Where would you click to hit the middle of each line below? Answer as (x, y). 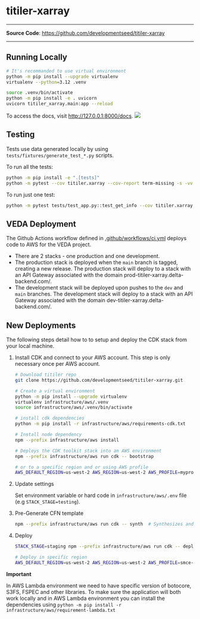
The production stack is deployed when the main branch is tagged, (96, 262)
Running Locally (37, 57)
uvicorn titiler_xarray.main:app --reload (60, 104)
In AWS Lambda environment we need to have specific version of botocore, (99, 585)
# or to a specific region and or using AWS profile (82, 467)
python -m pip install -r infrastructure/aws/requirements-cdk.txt (100, 424)
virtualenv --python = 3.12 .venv (46, 82)
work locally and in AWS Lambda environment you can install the (86, 598)
